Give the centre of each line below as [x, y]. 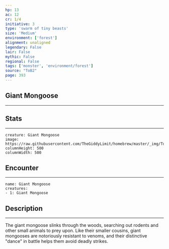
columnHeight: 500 [24, 148]
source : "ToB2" [21, 71]
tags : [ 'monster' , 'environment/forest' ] [49, 66]
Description [24, 209]
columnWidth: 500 [23, 152]
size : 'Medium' [21, 33]
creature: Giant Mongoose [32, 135]
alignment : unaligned [28, 43]
